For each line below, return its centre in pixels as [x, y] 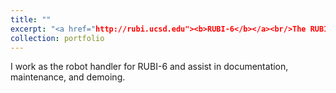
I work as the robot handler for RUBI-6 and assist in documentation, [149, 67]
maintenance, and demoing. [68, 77]
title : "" [31, 19]
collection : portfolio [57, 38]
